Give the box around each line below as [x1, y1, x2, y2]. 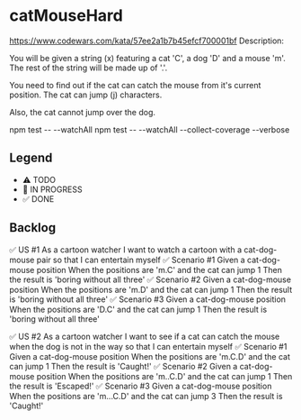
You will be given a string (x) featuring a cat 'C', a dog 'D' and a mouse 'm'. [9, 52, 286, 63]
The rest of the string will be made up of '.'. [9, 62, 168, 73]
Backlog [9, 220, 57, 235]
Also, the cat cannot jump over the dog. [9, 106, 155, 117]
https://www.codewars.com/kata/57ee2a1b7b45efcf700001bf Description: [9, 35, 285, 46]
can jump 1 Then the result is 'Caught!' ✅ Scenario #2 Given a [9, 361, 238, 371]
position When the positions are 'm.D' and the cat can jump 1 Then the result [9, 284, 293, 295]
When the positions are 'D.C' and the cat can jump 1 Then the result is [9, 304, 268, 315]
